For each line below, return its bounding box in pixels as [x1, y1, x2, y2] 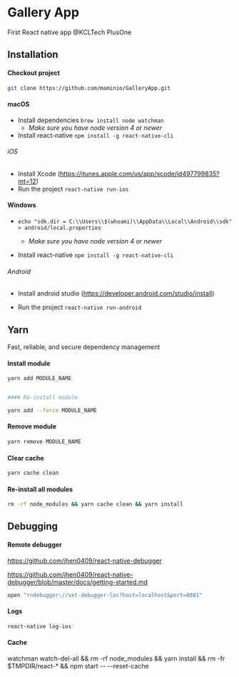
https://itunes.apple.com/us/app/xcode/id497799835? [59, 169, 220, 178]
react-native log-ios [7, 623, 72, 630]
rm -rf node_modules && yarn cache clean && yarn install [7, 501, 183, 508]
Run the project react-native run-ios [17, 184, 129, 193]
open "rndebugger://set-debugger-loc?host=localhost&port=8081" [7, 591, 203, 598]
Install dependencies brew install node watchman [17, 116, 164, 124]
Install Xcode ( [17, 169, 61, 178]
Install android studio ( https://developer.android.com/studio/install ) [17, 289, 215, 298]
